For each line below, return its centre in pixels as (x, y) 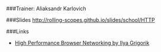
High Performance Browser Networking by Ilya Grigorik (82, 43)
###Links (18, 31)
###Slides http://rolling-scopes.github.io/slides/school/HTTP (80, 20)
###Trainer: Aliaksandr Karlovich (46, 9)
